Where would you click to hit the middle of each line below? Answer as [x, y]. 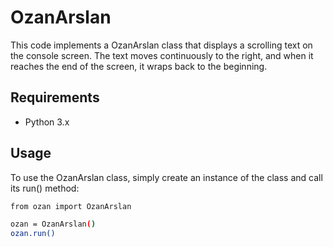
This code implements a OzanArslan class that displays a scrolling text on [161, 45]
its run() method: [45, 188]
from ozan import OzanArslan [71, 206]
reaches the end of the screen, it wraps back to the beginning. [139, 66]
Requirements [55, 97]
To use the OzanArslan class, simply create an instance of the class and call [166, 177]
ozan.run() [33, 234]
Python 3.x [47, 122]
